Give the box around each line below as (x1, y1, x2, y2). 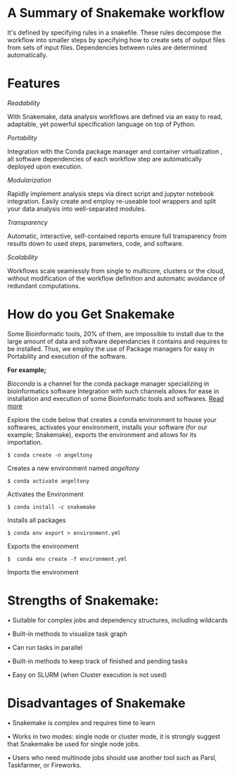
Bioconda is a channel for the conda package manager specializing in (7, 379, 210, 388)
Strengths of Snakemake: (7, 593, 159, 608)
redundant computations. (7, 281, 81, 290)
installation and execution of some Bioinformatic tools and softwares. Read (7, 394, 224, 402)
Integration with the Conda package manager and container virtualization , (7, 147, 223, 156)
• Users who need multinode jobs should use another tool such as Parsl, (7, 753, 217, 762)
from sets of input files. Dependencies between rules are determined (7, 43, 208, 51)
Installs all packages (7, 516, 66, 524)
